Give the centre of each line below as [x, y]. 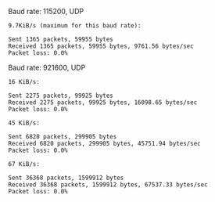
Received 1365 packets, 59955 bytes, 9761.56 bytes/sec [101, 46]
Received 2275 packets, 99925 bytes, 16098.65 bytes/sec [103, 103]
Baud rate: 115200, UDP [46, 11]
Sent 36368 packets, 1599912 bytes [66, 178]
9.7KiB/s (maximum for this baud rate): [75, 26]
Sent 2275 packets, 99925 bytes [61, 96]
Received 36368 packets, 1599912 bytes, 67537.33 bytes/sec [108, 185]
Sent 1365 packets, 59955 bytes [61, 39]
